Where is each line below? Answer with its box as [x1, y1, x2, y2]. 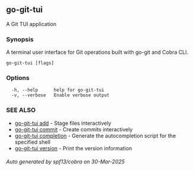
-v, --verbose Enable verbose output [11, 92, 110, 98]
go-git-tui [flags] [6, 60, 54, 66]
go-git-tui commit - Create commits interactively [14, 125, 133, 133]
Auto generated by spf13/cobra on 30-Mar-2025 [6, 158, 125, 165]
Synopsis [6, 35, 34, 43]
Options [6, 74, 30, 82]
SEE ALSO [6, 106, 36, 114]
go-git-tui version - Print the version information [14, 144, 132, 151]
